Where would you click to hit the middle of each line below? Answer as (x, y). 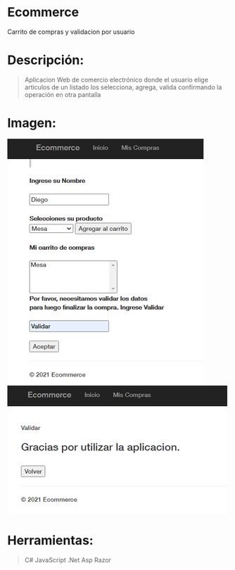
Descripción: (46, 60)
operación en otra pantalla (63, 94)
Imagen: (32, 123)
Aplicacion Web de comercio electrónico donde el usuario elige (116, 80)
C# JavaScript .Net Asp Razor (68, 559)
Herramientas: (50, 540)
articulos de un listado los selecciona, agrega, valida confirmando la (123, 87)
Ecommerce (43, 12)
